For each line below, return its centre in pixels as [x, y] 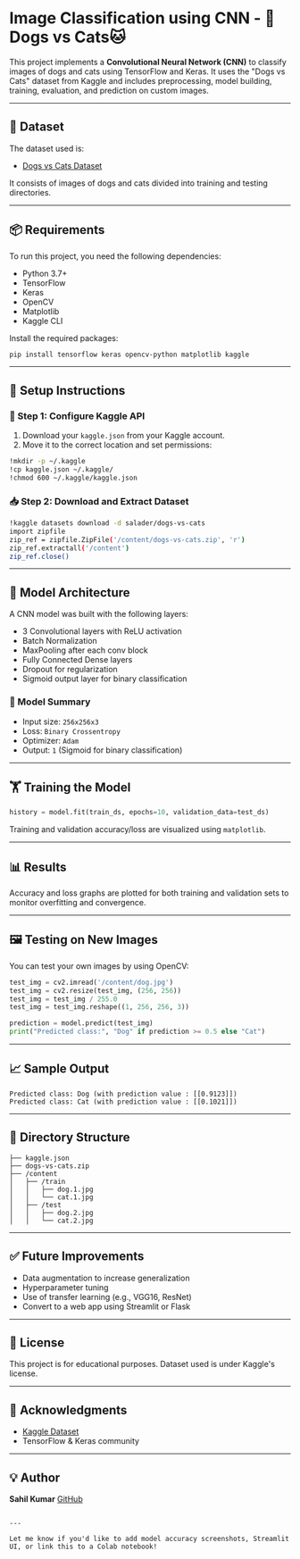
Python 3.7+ [45, 273]
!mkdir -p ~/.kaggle [48, 462]
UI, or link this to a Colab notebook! [83, 1546]
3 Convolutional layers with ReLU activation [102, 631]
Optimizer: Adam [50, 740]
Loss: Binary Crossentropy [71, 730]
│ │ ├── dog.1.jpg [51, 1189]
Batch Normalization [60, 641]
